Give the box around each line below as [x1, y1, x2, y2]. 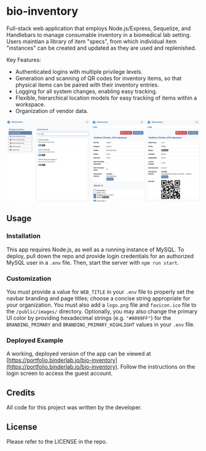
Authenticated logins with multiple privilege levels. [15, 68, 143, 75]
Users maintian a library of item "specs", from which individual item [6, 37, 177, 45]
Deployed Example [6, 336, 63, 345]
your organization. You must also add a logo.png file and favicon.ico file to [6, 301, 197, 308]
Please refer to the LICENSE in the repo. [6, 437, 108, 445]
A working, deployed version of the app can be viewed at [6, 350, 151, 358]
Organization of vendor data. [15, 107, 89, 114]
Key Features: [6, 56, 41, 63]
